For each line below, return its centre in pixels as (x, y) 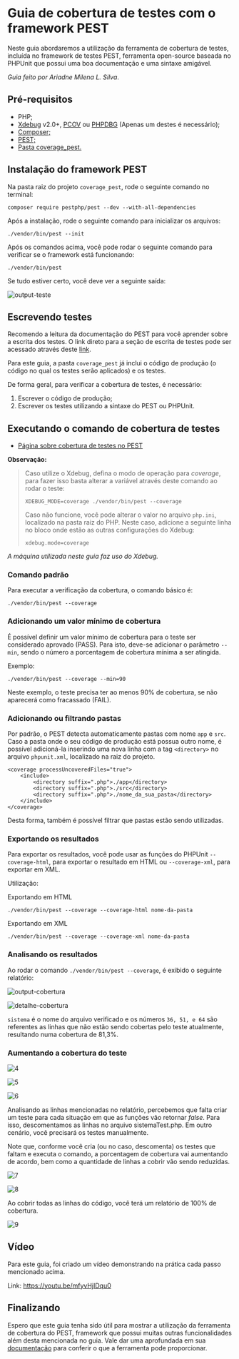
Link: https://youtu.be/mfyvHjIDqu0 (60, 1285)
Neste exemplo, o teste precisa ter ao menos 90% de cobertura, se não (112, 692)
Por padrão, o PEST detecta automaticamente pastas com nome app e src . (117, 734)
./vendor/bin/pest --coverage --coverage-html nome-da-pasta (100, 910)
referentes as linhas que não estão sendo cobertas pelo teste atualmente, (116, 1026)
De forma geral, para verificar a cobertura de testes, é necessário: (105, 385)
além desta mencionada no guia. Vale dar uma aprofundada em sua (107, 1340)
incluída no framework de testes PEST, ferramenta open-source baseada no (119, 56)
